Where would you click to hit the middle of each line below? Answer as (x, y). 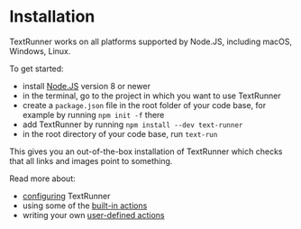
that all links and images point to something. (91, 160)
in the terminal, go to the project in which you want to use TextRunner (151, 96)
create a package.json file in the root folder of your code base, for (144, 105)
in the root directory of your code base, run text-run (120, 133)
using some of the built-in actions (85, 206)
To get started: (37, 69)
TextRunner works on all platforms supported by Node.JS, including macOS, (151, 41)
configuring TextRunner (66, 196)
